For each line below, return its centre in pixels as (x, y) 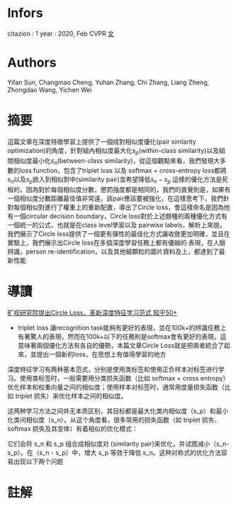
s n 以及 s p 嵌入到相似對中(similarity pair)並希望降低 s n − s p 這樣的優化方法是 (115, 180)
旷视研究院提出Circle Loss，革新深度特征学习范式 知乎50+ (92, 313)
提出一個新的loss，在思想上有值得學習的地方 (101, 354)
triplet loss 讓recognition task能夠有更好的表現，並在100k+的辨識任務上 (122, 328)
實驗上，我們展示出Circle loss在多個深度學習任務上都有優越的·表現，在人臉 (117, 243)
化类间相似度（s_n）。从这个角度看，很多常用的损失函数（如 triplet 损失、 (114, 420)
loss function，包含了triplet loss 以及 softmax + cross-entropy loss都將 (123, 171)
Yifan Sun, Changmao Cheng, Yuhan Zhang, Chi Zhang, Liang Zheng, (108, 82)
